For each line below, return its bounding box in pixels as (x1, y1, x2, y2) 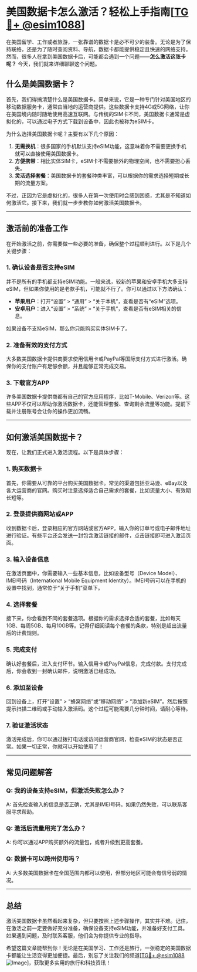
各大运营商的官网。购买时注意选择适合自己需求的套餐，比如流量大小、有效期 (6, 487, 191, 494)
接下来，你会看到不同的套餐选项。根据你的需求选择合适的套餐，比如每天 (6, 615, 181, 622)
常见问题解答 (6, 767, 53, 777)
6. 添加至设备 (6, 684, 43, 692)
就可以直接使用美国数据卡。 (14, 150, 82, 157)
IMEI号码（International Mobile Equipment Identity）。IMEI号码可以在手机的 (6, 577, 186, 584)
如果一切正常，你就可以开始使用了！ (16, 743, 104, 750)
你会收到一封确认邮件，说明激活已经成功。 (16, 667, 119, 674)
